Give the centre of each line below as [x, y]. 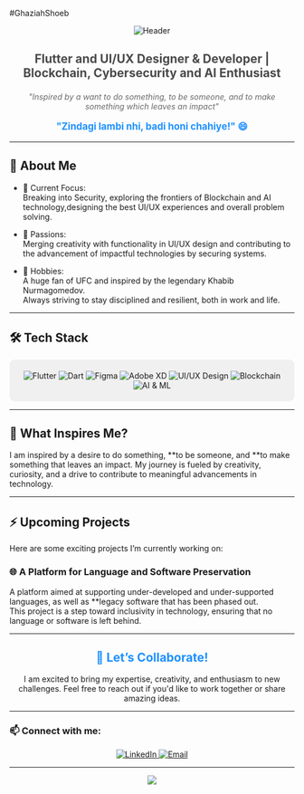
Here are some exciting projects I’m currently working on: [116, 549]
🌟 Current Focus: [54, 187]
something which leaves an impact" [152, 107]
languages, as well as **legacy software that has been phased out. [134, 601]
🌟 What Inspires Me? [69, 433]
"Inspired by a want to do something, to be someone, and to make [152, 97]
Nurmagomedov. [54, 290]
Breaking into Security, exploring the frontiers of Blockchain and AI [147, 197]
